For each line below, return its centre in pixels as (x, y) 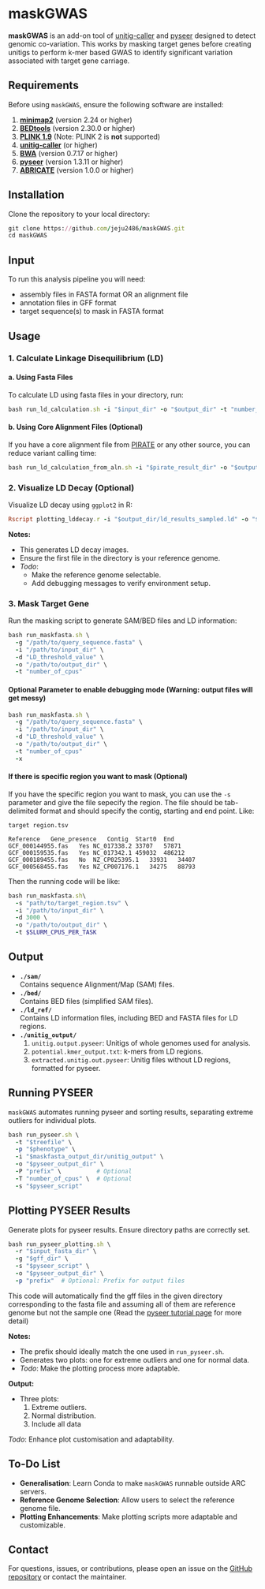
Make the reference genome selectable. (96, 574)
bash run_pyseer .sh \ (44, 1135)
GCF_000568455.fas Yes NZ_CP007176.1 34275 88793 (102, 867)
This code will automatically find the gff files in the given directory (116, 1296)
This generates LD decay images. (74, 550)
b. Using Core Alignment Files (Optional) (76, 427)
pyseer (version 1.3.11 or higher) (71, 162)
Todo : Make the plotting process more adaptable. (99, 1368)
